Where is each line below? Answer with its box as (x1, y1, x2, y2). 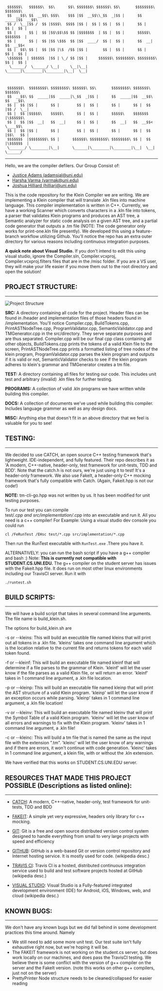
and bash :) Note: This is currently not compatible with (5, 555, 116, 561)
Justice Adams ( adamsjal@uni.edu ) (12, 172, 83, 178)
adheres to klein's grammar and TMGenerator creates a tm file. (5, 361, 131, 368)
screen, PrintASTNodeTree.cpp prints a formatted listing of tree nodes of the (5, 346, 158, 352)
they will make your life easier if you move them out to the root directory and (5, 264, 158, 269)
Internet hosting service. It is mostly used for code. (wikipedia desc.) (12, 853, 149, 859)
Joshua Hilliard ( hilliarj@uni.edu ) (12, 183, 77, 188)
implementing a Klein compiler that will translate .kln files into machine (5, 197, 146, 203)
